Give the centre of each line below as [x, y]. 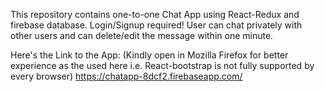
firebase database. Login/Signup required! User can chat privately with [156, 25]
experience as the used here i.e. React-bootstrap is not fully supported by [162, 65]
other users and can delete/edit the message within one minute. [142, 35]
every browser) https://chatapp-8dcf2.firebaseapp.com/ [126, 76]
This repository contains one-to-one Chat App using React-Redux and [155, 14]
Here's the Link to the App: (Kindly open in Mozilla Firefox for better [149, 55]
